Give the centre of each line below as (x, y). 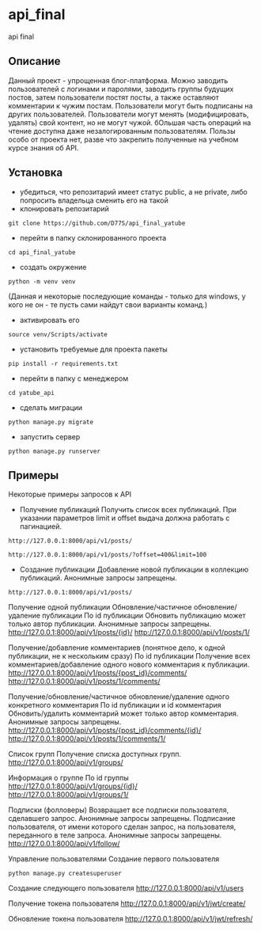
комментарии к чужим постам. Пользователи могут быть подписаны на (130, 105)
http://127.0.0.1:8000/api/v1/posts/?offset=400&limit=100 (108, 555)
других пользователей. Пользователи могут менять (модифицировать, (129, 114)
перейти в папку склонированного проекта (93, 237)
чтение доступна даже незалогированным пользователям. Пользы (122, 131)
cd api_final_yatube (42, 252)
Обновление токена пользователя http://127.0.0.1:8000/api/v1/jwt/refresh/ (130, 919)
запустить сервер (50, 436)
